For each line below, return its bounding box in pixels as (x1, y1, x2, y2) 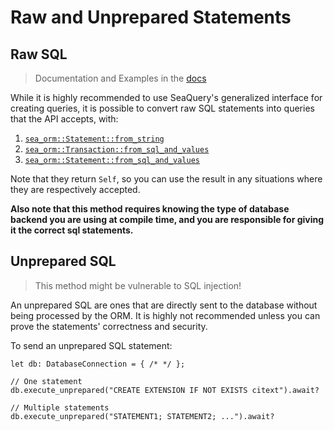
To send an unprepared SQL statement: (10, 339, 173, 351)
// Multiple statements (10, 402, 110, 413)
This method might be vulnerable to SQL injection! (34, 279, 242, 291)
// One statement (10, 376, 83, 386)
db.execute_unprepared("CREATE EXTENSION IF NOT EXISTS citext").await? (10, 385, 320, 395)
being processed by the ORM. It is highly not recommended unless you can (10, 309, 321, 321)
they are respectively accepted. (10, 184, 141, 195)
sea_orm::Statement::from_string (24, 134, 165, 144)
